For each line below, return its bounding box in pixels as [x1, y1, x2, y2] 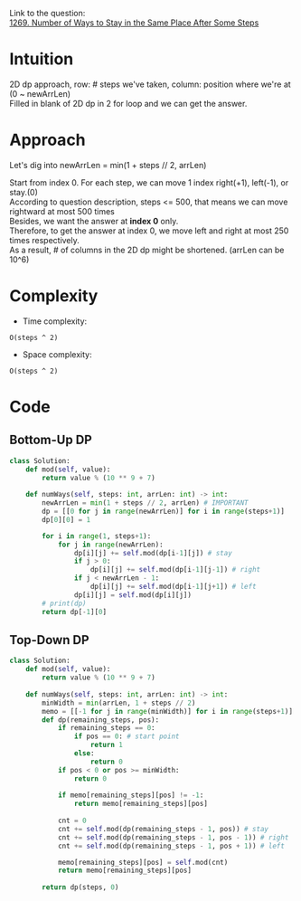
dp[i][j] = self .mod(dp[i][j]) [73, 590, 193, 600]
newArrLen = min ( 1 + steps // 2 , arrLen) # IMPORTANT [42, 498, 249, 507]
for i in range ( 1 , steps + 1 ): [42, 531, 152, 541]
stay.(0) [9, 186, 39, 197]
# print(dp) [42, 599, 88, 608]
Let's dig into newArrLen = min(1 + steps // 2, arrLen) [9, 159, 207, 170]
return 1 [89, 741, 124, 750]
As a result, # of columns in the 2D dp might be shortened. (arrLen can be [9, 244, 285, 255]
